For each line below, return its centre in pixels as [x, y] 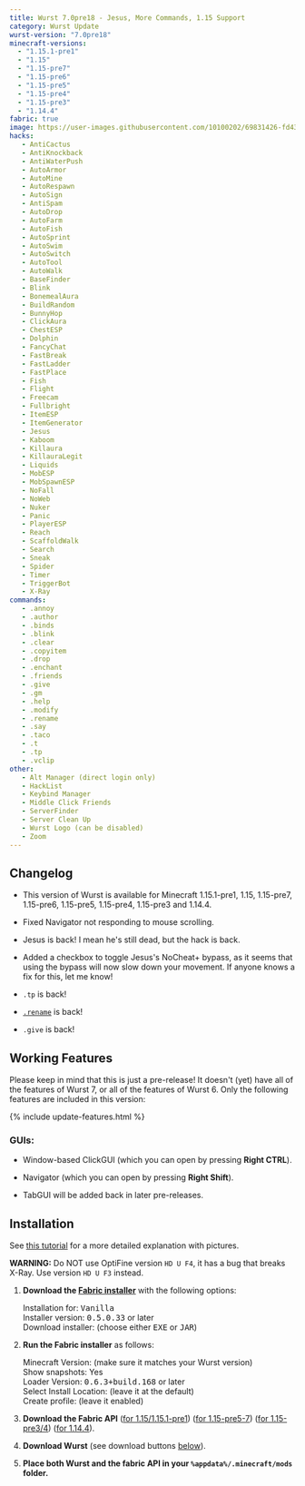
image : [22, 128]
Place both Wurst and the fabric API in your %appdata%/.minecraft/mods [157, 1463]
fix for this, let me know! [68, 977]
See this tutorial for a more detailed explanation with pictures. [124, 1245]
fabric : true [34, 119]
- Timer [36, 575]
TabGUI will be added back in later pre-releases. [113, 1196]
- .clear [38, 642]
